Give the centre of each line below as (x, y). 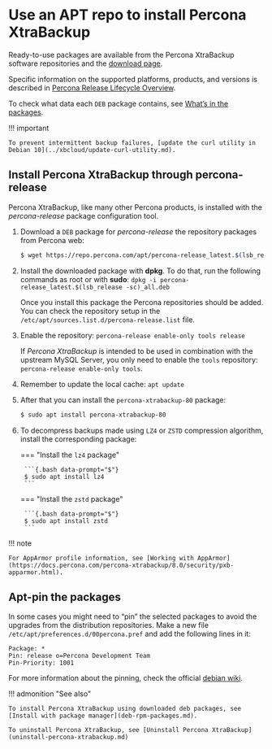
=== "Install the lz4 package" (70, 455)
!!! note (20, 543)
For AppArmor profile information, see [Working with (101, 558)
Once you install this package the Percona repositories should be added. (142, 302)
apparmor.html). (36, 572)
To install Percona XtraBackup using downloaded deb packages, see (125, 709)
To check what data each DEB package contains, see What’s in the (119, 103)
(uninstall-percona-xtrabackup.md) (69, 738)
